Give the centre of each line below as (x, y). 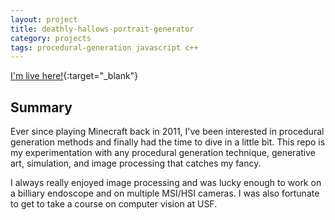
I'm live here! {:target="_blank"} (74, 76)
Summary (41, 107)
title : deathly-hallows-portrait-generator (102, 29)
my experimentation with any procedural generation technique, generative (163, 153)
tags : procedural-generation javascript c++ (104, 47)
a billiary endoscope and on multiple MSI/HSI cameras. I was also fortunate (165, 193)
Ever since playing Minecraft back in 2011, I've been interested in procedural (167, 132)
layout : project (44, 19)
